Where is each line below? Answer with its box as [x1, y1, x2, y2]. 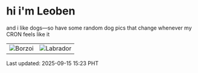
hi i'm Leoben [6, 4, 75, 18]
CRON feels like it [6, 30, 50, 37]
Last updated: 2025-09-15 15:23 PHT [6, 59, 99, 67]
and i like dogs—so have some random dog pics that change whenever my [6, 24, 192, 31]
